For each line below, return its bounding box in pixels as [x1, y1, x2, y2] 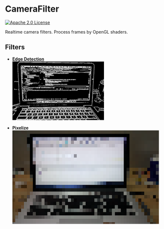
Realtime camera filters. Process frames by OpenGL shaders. [5, 29, 128, 35]
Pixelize [12, 125, 29, 131]
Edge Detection [12, 56, 44, 62]
